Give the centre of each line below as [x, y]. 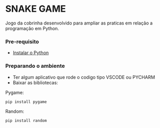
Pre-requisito [22, 41]
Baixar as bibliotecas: [35, 83]
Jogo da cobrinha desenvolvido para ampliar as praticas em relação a [79, 23]
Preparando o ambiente [35, 66]
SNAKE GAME [36, 9]
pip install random [26, 120]
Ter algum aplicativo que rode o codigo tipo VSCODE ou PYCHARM [84, 77]
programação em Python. [32, 28]
